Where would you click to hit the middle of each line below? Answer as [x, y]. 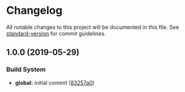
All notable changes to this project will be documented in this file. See [93, 27]
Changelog [34, 11]
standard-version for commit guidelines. [56, 33]
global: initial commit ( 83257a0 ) [55, 82]
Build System [26, 70]
